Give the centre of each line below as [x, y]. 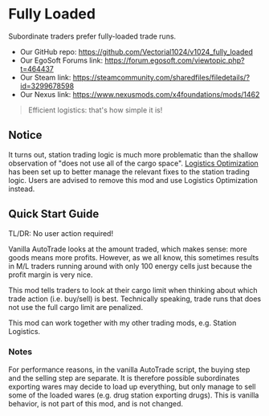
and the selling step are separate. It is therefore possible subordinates [124, 377]
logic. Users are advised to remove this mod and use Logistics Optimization [133, 180]
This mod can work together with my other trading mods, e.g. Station [122, 323]
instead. [22, 189]
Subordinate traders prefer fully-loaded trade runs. [92, 36]
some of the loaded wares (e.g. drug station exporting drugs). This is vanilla [134, 395]
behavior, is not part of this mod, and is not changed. [96, 403]
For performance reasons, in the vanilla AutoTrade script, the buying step [129, 369]
